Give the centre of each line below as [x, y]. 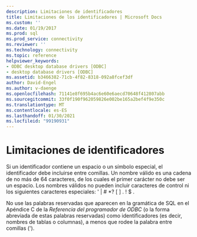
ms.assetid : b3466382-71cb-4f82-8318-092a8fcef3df [70, 77]
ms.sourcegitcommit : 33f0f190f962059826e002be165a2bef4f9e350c [86, 99]
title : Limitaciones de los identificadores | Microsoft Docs [84, 17]
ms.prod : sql [22, 34]
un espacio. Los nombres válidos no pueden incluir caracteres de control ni [98, 186]
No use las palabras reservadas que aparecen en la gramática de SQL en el [98, 203]
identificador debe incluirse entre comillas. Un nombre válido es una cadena [99, 173]
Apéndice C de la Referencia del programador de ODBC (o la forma [88, 209]
